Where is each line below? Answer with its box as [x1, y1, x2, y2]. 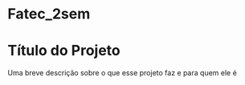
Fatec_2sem [7, 5, 91, 23]
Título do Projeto [7, 42, 121, 60]
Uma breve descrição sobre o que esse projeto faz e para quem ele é [7, 68, 238, 78]
